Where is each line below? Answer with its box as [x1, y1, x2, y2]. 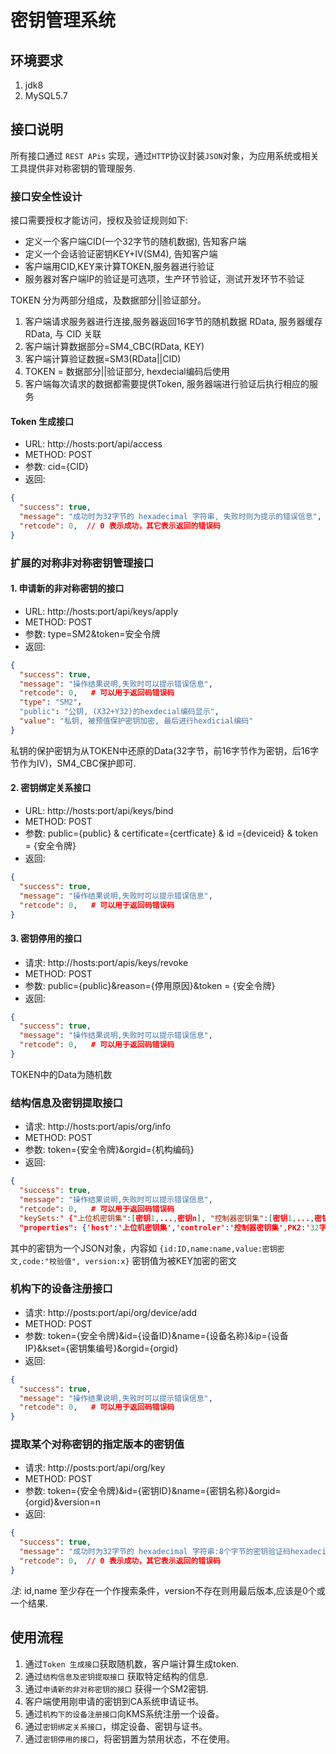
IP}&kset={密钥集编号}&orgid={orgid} [24, 1342, 179, 1354]
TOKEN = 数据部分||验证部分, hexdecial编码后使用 [24, 366, 230, 378]
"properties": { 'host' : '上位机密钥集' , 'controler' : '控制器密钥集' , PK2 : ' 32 [19, 1222, 320, 1233]
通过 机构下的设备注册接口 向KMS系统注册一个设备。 [24, 1707, 225, 1720]
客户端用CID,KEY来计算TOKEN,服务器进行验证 [24, 261, 215, 273]
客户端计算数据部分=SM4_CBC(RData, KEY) [24, 341, 205, 353]
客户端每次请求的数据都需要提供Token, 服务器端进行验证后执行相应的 [24, 378, 310, 390]
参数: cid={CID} [24, 461, 90, 473]
